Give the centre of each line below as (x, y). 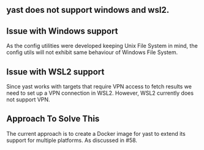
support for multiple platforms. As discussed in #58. (72, 140)
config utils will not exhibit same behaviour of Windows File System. (92, 52)
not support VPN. (28, 100)
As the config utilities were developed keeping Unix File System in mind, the (102, 46)
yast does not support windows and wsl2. (88, 10)
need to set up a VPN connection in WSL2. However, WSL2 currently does (100, 93)
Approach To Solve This (53, 119)
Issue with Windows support (62, 31)
